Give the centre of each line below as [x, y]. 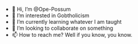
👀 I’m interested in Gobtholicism [51, 15]
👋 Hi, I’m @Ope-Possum [41, 9]
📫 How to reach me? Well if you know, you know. [72, 35]
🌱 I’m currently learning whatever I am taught [67, 22]
